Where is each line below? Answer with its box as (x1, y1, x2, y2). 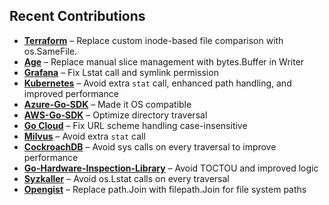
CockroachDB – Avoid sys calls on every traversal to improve (23, 140, 277, 153)
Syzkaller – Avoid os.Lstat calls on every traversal (23, 172, 230, 184)
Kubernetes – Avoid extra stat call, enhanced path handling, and (23, 77, 292, 89)
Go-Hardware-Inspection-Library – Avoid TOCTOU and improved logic (23, 162, 319, 174)
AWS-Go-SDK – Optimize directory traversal (23, 109, 208, 121)
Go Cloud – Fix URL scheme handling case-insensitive (23, 119, 248, 131)
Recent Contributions (9, 8, 146, 25)
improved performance (23, 87, 119, 99)
